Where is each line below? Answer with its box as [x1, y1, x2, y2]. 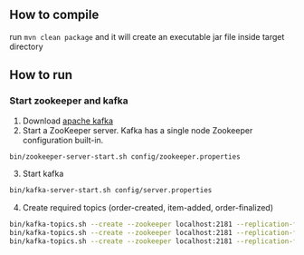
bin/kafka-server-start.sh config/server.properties [9, 186, 213, 195]
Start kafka [22, 168, 64, 180]
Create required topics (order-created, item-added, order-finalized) [22, 202, 274, 213]
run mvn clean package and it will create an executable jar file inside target [9, 31, 285, 42]
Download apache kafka [22, 115, 114, 126]
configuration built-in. [22, 134, 104, 145]
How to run [9, 67, 73, 83]
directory [9, 41, 43, 52]
